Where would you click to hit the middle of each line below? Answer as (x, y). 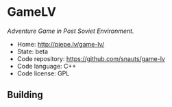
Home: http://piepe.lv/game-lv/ (61, 44)
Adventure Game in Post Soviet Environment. (71, 31)
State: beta (33, 51)
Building (25, 95)
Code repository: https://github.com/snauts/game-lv (91, 58)
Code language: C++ (47, 66)
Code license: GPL (43, 73)
